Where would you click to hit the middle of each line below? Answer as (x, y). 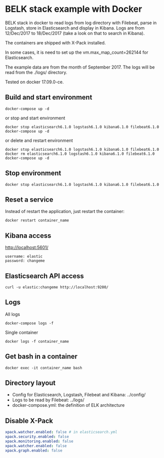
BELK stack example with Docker (74, 9)
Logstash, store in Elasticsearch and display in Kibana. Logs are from (75, 28)
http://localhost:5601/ (27, 247)
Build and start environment (49, 97)
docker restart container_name (37, 220)
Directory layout (30, 383)
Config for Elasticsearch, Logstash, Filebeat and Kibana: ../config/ (79, 395)
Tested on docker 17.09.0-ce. (34, 82)
